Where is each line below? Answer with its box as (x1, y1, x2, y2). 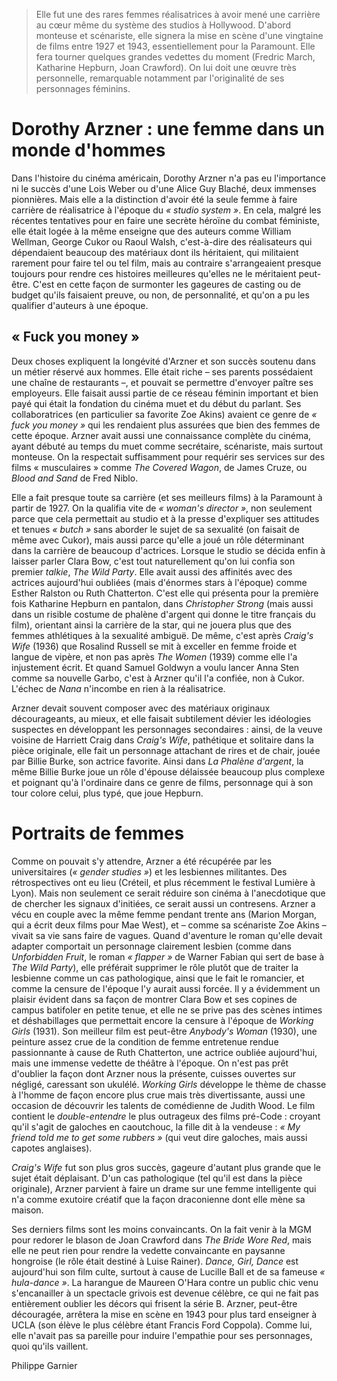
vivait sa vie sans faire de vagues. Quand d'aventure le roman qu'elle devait (11, 929, 323, 941)
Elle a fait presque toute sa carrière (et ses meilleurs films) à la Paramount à (11, 491, 323, 503)
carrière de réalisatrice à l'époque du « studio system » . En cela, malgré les (11, 204, 322, 216)
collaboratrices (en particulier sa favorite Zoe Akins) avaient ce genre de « (11, 408, 318, 420)
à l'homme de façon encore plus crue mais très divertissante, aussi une (11, 1089, 306, 1101)
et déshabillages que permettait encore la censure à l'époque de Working (11, 1014, 314, 1026)
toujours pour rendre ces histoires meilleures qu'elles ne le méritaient (11, 267, 297, 279)
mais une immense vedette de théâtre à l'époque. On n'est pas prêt (11, 1057, 289, 1069)
